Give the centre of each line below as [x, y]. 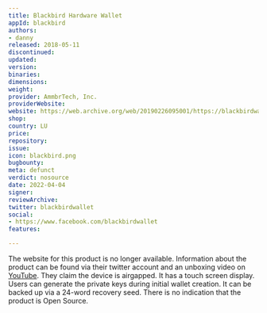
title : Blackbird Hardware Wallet [66, 15]
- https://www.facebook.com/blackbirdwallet [83, 222]
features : [25, 229]
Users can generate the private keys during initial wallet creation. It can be [130, 284]
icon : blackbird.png [43, 155]
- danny [21, 38]
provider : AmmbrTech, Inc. [53, 97]
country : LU [28, 126]
